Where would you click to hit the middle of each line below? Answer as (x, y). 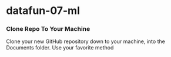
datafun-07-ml (43, 11)
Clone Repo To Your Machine (48, 29)
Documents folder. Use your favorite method (60, 48)
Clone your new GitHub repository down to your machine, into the (86, 41)
